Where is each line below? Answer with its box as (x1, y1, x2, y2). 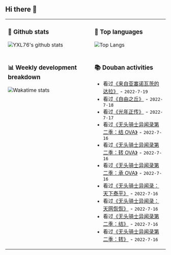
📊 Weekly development (8, 63, 77, 71)
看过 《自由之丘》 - (103, 95, 149, 103)
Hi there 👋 (5, 5, 37, 14)
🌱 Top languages (94, 28, 144, 36)
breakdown (8, 73, 41, 81)
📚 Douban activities (94, 63, 154, 71)
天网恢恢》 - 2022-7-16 (103, 205, 158, 212)
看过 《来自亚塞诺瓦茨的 (103, 80, 159, 87)
